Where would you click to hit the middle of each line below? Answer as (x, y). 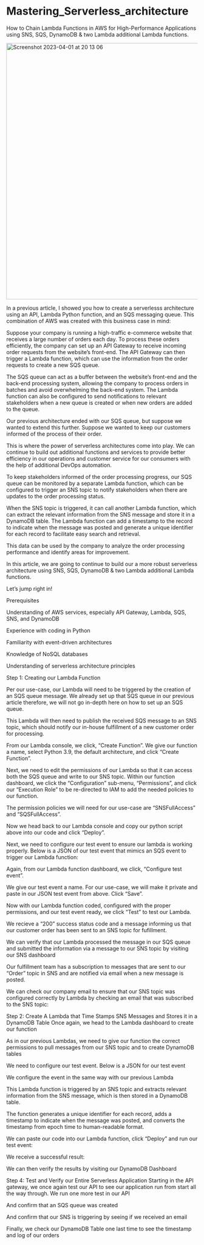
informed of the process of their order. (54, 434)
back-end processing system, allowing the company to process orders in (98, 383)
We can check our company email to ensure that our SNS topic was (91, 991)
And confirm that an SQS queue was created (62, 1205)
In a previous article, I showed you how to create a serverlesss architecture (100, 308)
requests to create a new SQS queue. (53, 365)
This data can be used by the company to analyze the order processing (96, 545)
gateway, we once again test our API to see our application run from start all (101, 1187)
